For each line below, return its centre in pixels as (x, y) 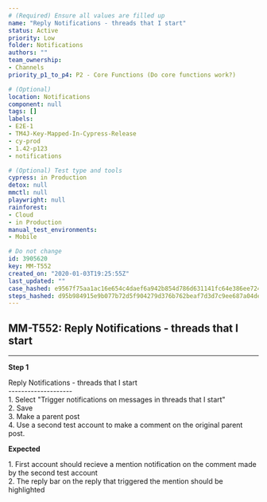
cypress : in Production (48, 178)
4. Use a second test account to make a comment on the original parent (126, 425)
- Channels (26, 68)
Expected (25, 449)
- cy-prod (25, 141)
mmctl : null (28, 193)
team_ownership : (35, 61)
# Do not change (35, 252)
